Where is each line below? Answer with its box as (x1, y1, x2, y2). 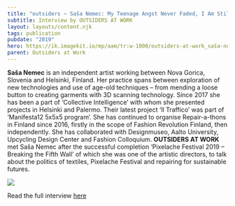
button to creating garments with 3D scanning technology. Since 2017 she (7, 90, 220, 98)
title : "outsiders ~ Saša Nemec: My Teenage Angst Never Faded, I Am (7, 10, 215, 17)
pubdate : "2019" (7, 36, 55, 43)
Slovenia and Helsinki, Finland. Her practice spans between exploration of (7, 75, 220, 84)
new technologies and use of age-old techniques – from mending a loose (7, 83, 218, 91)
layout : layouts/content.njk (7, 23, 92, 30)
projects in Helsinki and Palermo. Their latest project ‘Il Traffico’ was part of (7, 105, 225, 114)
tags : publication (7, 29, 61, 37)
